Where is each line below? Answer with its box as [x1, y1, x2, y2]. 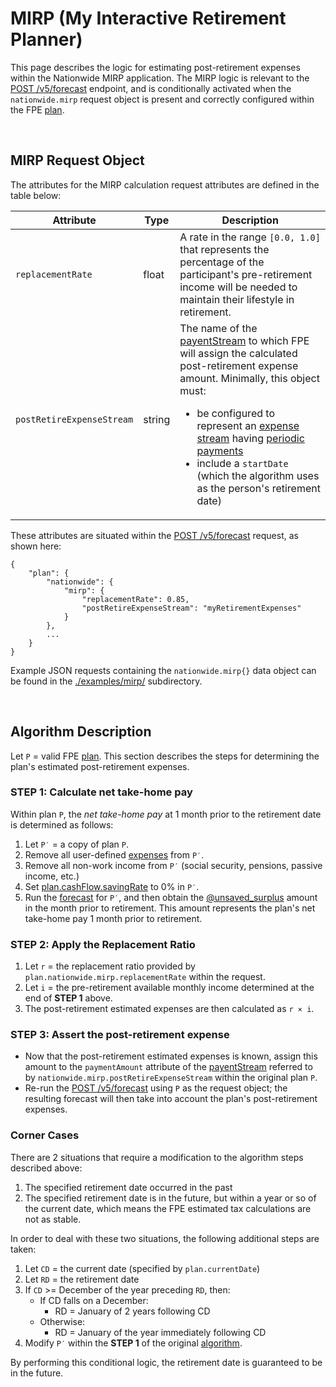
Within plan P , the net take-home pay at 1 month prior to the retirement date [10, 808, 322, 820]
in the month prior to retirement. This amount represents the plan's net [24, 902, 316, 914]
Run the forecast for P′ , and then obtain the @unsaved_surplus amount [24, 891, 318, 903]
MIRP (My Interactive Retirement [10, 7, 287, 30]
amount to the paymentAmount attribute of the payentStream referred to [24, 1061, 313, 1073]
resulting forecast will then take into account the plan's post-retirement [24, 1093, 318, 1105]
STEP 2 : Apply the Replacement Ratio [10, 937, 196, 951]
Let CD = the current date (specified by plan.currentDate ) [24, 1262, 261, 1274]
